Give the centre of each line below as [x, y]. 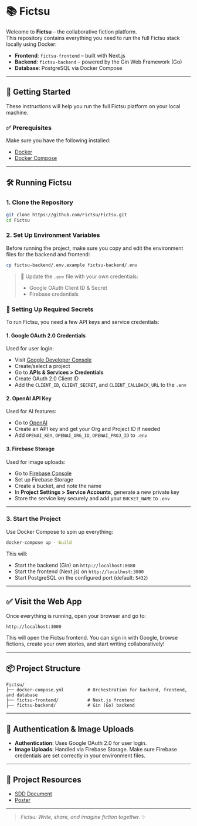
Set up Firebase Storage [44, 479]
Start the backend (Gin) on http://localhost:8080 [75, 565]
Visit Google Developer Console [53, 360]
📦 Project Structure [43, 668]
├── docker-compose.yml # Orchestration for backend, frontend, [97, 690]
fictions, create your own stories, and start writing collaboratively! [85, 644]
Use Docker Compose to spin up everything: [60, 531]
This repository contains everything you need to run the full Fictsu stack [93, 38]
